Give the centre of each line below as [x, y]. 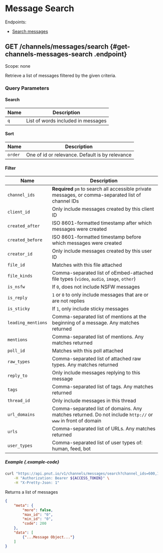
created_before [25, 240]
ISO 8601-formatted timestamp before [97, 237]
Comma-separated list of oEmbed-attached [103, 273]
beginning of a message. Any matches [96, 323]
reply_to [17, 376]
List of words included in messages [66, 121]
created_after [24, 226]
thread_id [19, 401]
